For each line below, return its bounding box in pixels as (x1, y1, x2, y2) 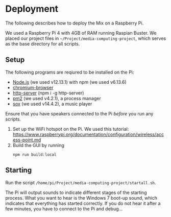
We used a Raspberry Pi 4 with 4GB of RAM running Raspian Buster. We (5, 30, 157, 36)
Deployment (5, 3, 59, 15)
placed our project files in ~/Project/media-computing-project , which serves (5, 35, 166, 41)
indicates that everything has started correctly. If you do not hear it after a (5, 200, 161, 206)
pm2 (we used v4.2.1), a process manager (12, 95, 101, 101)
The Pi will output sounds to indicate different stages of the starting (5, 189, 147, 196)
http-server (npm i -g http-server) (12, 90, 84, 96)
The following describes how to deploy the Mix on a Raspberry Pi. (5, 20, 144, 26)
